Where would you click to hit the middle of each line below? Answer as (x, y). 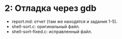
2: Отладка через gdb (51, 8)
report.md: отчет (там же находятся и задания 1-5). (64, 21)
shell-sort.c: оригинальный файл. (46, 26)
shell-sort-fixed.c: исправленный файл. (52, 31)
